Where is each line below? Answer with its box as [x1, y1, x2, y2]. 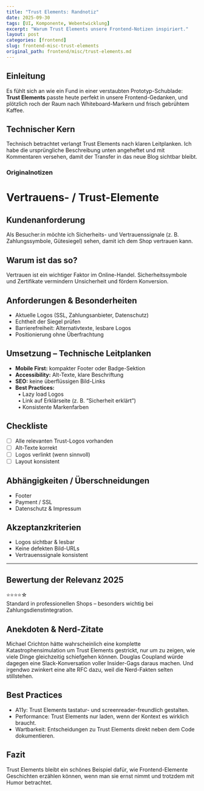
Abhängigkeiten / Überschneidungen [6, 475, 150, 486]
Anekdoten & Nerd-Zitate [6, 624, 104, 634]
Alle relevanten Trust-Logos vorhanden [15, 437, 114, 444]
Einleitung [6, 71, 46, 81]
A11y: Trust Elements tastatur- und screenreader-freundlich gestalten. [15, 706, 189, 713]
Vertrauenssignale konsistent [15, 551, 88, 559]
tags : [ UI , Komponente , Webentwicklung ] [6, 20, 110, 26]
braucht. [15, 719, 36, 727]
